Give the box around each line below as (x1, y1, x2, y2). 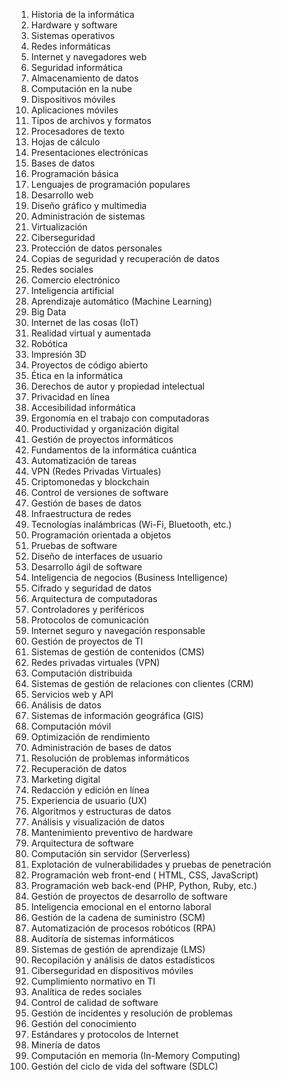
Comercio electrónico (30, 274, 121, 286)
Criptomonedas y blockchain (30, 476, 150, 488)
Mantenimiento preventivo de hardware (30, 827, 194, 838)
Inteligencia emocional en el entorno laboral (30, 901, 212, 913)
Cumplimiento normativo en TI (30, 975, 156, 987)
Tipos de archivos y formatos (30, 115, 152, 126)
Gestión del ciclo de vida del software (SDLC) (30, 1060, 219, 1072)
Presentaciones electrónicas (30, 147, 149, 158)
